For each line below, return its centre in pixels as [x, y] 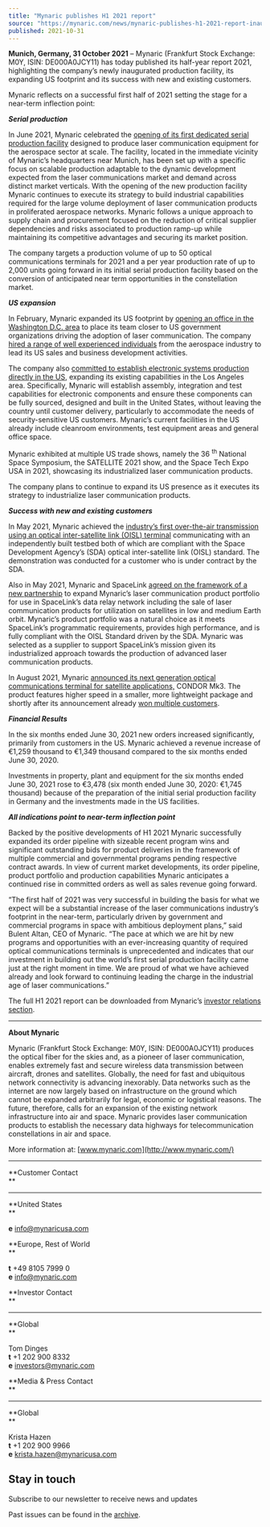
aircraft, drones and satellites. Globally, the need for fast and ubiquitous [127, 1074]
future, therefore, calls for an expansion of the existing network [113, 1108]
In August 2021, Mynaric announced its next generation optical [112, 678]
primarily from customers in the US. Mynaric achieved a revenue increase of [135, 743]
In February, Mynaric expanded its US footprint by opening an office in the [131, 318]
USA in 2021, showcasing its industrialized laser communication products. [131, 471]
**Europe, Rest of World [49, 1244]
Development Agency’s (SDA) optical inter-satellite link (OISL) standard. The [134, 552]
